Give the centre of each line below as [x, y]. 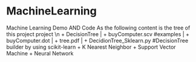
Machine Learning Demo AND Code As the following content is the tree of [98, 28]
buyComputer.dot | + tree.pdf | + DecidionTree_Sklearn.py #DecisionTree [97, 40]
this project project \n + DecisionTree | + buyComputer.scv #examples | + [98, 34]
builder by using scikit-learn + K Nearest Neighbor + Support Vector [91, 47]
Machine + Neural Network [40, 53]
